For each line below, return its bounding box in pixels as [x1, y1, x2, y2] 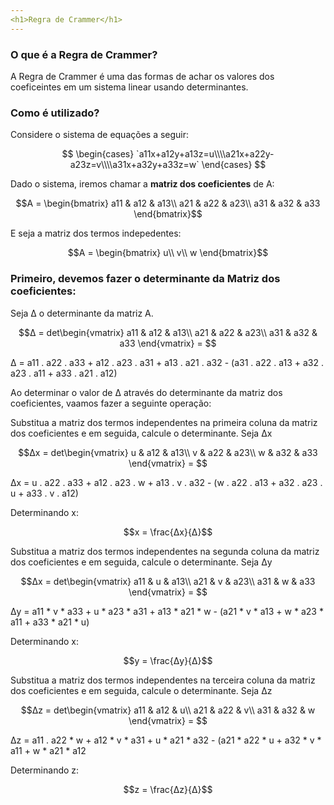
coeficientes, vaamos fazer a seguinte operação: [10, 397, 212, 409]
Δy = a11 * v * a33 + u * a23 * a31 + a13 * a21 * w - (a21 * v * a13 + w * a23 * [10, 605, 324, 617]
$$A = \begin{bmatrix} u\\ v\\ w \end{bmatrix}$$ [67, 247, 269, 259]
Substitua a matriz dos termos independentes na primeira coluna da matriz [10, 416, 318, 428]
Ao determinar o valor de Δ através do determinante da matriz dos [10, 386, 283, 398]
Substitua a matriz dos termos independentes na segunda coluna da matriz [10, 545, 320, 557]
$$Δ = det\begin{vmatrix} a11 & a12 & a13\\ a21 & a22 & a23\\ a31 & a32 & [18, 326, 318, 338]
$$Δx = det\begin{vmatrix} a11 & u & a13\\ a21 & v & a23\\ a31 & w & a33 [20, 575, 316, 587]
